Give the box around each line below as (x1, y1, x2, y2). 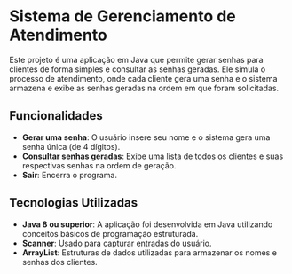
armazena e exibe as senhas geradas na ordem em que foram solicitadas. (9, 82, 280, 93)
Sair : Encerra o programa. (21, 169, 118, 180)
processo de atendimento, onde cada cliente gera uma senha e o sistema (9, 73, 278, 83)
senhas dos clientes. (21, 256, 98, 267)
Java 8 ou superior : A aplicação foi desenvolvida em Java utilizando (21, 219, 273, 230)
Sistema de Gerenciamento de (9, 6, 237, 27)
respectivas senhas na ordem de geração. (21, 160, 177, 170)
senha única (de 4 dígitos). (21, 141, 121, 152)
